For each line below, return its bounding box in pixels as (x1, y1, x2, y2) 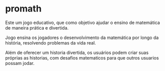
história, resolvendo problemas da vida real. (5, 39, 97, 45)
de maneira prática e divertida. (5, 24, 69, 30)
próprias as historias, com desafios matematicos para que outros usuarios (5, 54, 159, 60)
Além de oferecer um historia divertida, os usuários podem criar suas (5, 49, 149, 55)
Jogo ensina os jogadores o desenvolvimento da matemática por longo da (5, 34, 159, 40)
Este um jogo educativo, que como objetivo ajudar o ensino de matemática (5, 19, 160, 25)
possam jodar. (5, 60, 35, 66)
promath (5, 3, 42, 14)
